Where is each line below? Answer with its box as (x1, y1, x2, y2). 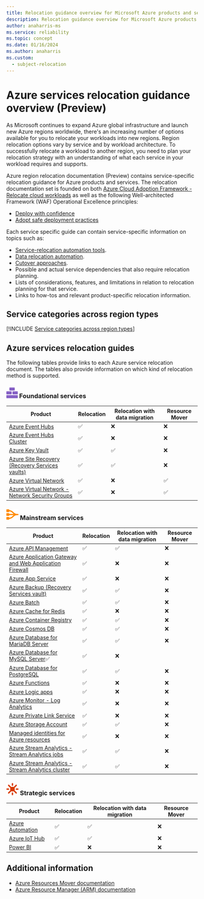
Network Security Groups (8, 492, 73, 499)
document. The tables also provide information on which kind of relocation (6, 365, 193, 373)
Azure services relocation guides (6, 343, 135, 353)
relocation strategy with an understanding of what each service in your (6, 153, 184, 161)
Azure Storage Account (8, 721, 68, 728)
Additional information (6, 863, 93, 873)
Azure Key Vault (8, 446, 49, 454)
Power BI (8, 844, 32, 851)
